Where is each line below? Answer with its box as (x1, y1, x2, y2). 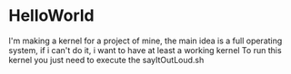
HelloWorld (8, 5, 95, 26)
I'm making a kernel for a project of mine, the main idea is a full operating (8, 35, 283, 46)
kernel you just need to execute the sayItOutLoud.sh (8, 54, 205, 65)
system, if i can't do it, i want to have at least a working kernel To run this (8, 44, 283, 55)
